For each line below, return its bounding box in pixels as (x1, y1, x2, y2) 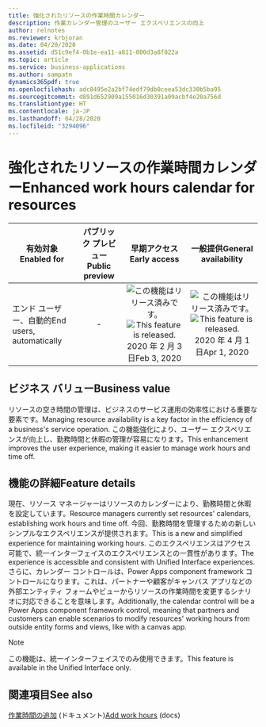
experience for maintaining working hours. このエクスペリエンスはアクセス (8, 538, 252, 548)
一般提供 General (191, 243, 253, 254)
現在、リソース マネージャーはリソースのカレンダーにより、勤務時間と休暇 (8, 499, 252, 508)
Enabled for (19, 253, 65, 264)
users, (12, 325, 36, 336)
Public (86, 260, 112, 271)
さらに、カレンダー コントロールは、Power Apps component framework (8, 567, 244, 576)
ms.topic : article (8, 56, 69, 64)
